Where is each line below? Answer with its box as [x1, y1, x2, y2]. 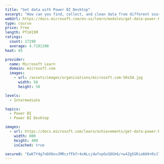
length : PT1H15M [5, 30, 38, 35]
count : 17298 [9, 39, 36, 44]
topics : [5, 106, 21, 112]
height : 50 [18, 84, 41, 89]
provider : [5, 57, 25, 62]
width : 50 [18, 80, 38, 85]
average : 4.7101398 [9, 44, 49, 48]
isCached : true [14, 142, 45, 147]
